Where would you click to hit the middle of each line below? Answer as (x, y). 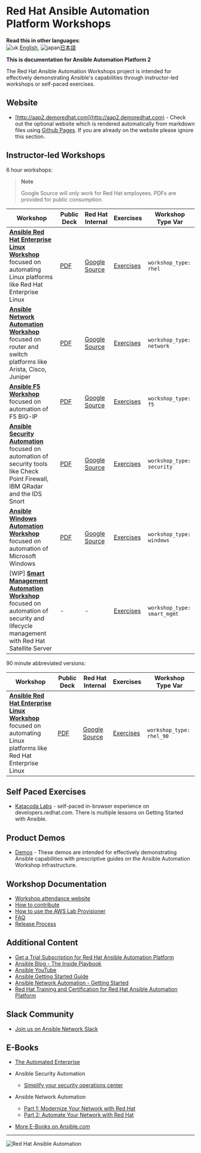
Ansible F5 (25, 387)
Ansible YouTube (36, 970)
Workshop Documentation (57, 884)
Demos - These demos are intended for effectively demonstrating (96, 852)
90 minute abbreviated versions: (46, 663)
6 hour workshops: (29, 170)
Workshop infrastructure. (46, 865)
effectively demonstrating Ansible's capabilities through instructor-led (92, 77)
